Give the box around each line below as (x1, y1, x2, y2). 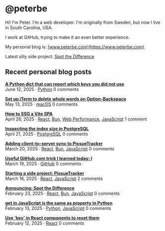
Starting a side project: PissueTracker (5, 170, 84, 176)
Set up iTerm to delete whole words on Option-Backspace (5, 96, 126, 102)
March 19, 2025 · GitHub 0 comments (5, 161, 82, 167)
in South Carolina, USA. (5, 24, 53, 30)
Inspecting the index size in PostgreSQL (5, 125, 89, 131)
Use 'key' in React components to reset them (5, 215, 100, 221)
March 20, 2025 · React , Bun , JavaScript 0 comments (5, 146, 115, 152)
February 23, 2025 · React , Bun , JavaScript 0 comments (5, 190, 120, 196)
